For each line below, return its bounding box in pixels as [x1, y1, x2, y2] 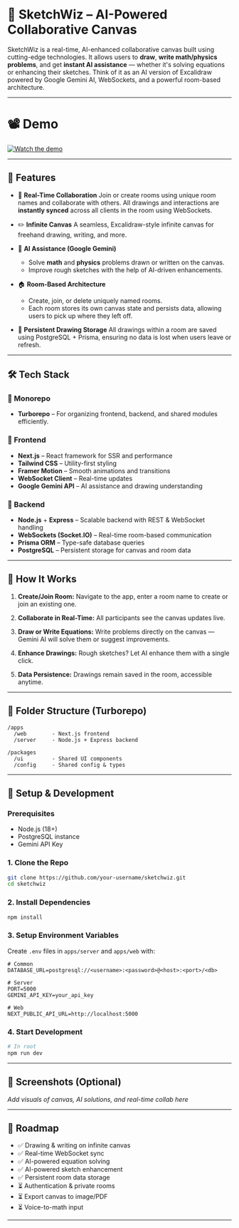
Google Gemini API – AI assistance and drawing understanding [17, 481, 203, 490]
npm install [7, 914, 43, 921]
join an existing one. [17, 599, 77, 608]
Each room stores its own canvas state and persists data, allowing [28, 304, 222, 312]
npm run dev [7, 1049, 43, 1057]
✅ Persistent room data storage [17, 1173, 110, 1182]
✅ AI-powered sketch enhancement [17, 1165, 123, 1174]
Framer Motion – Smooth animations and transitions [17, 466, 171, 475]
